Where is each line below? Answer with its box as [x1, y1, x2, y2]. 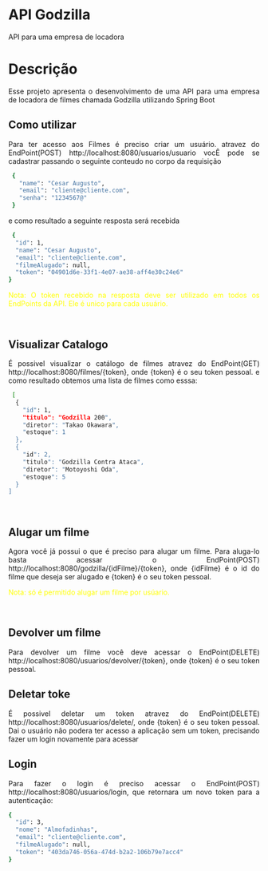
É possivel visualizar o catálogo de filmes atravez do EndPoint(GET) [8, 359, 260, 368]
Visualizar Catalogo [8, 337, 108, 351]
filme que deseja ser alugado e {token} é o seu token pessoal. [8, 572, 212, 582]
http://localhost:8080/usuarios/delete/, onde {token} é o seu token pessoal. [8, 717, 260, 726]
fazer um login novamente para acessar [8, 734, 140, 744]
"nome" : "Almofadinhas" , [15, 825, 98, 834]
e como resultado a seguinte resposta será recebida [8, 216, 180, 225]
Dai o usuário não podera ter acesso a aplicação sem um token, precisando [8, 726, 260, 735]
